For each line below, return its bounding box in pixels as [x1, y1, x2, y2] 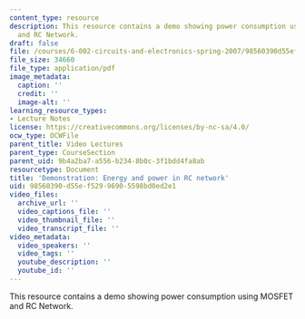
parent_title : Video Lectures [9, 140, 124, 149]
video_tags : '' [17, 249, 75, 258]
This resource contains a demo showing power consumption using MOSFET [9, 291, 294, 302]
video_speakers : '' [17, 241, 92, 250]
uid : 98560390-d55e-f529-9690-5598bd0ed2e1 [9, 182, 177, 191]
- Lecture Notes [9, 114, 71, 123]
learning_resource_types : [9, 106, 107, 115]
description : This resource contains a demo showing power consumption [9, 22, 286, 31]
